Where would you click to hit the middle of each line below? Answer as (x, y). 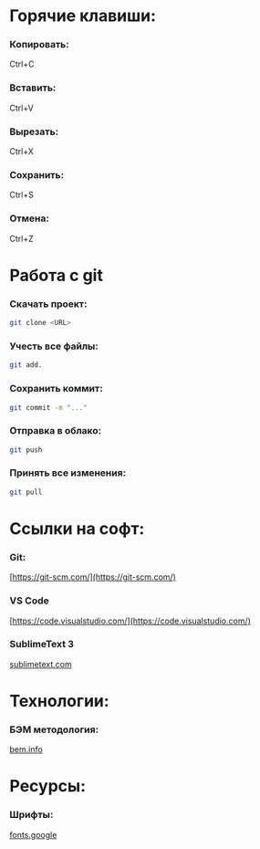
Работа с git (56, 275)
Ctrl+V (21, 108)
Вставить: (33, 88)
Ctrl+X (22, 152)
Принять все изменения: (68, 473)
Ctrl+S (21, 195)
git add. (26, 365)
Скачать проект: (48, 304)
